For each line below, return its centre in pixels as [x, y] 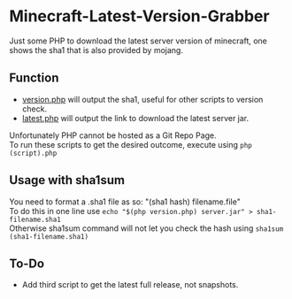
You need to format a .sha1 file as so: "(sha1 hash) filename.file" [125, 202]
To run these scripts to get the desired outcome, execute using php [131, 144]
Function [34, 78]
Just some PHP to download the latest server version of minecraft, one [138, 41]
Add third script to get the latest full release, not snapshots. [130, 285]
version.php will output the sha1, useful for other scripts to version [142, 99]
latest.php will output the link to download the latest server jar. [135, 118]
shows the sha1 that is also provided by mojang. [96, 50]
